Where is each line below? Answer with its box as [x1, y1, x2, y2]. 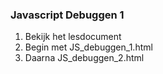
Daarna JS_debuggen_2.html [24, 52, 145, 64]
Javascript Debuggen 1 [10, 8, 125, 22]
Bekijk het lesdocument [24, 31, 122, 43]
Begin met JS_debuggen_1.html [24, 41, 153, 53]
